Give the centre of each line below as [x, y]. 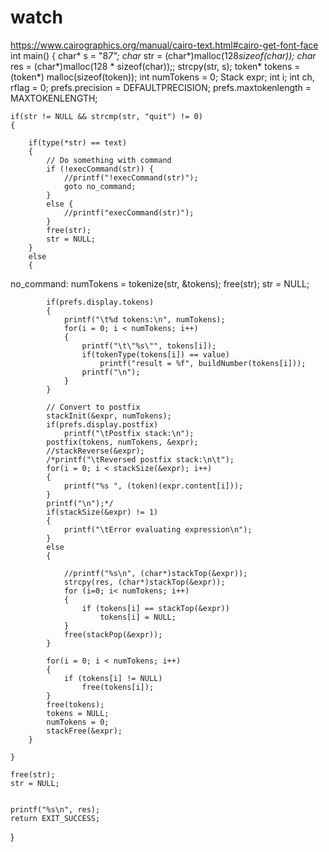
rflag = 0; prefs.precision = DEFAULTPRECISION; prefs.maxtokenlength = [161, 87]
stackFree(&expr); [84, 731]
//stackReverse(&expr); [95, 451]
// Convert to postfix [93, 407]
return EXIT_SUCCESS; [55, 818]
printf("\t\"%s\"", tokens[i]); [149, 346]
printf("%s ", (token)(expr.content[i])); [153, 486]
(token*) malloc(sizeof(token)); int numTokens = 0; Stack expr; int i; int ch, [162, 77]
